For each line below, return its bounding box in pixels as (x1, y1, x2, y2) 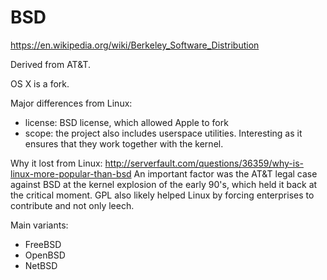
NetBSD (24, 259, 58, 271)
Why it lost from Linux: (10, 157, 103, 169)
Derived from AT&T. (10, 58, 92, 70)
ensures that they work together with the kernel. (24, 137, 224, 150)
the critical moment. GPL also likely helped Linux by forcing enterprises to (10, 189, 315, 201)
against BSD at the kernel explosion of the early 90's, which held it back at (10, 178, 318, 190)
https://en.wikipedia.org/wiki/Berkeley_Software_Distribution (10, 39, 260, 51)
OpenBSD (24, 249, 66, 261)
